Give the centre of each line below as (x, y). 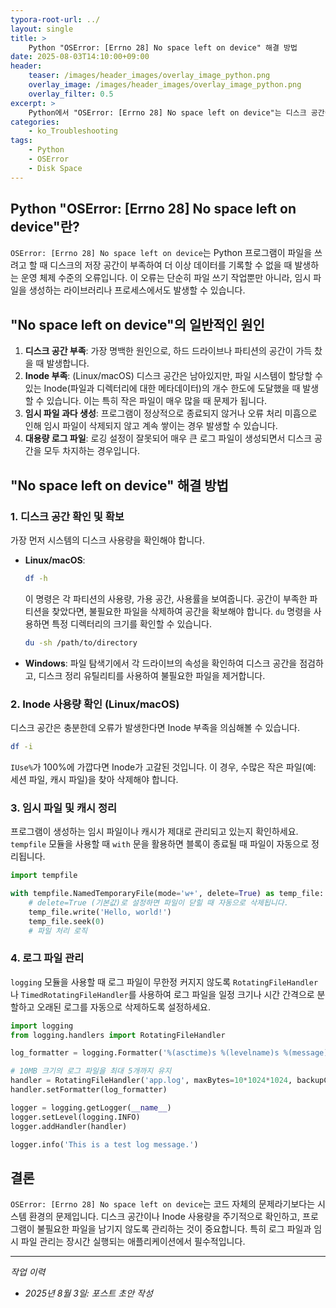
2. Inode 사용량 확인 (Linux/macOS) (95, 704)
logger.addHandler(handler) (69, 1126)
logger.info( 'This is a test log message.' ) (104, 1144)
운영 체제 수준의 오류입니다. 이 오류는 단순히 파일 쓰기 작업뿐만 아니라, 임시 (166, 278)
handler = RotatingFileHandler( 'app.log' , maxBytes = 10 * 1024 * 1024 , (151, 1081)
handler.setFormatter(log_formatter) (89, 1090)
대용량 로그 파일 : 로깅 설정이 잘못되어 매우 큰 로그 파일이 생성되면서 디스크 (168, 438)
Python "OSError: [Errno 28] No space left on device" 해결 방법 (163, 47)
